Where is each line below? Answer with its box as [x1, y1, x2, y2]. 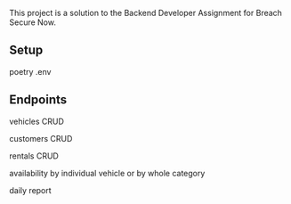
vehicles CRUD [9, 116, 65, 126]
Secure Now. [9, 17, 56, 28]
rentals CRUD [9, 151, 60, 161]
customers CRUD [9, 133, 73, 143]
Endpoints [9, 93, 68, 108]
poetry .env [9, 66, 52, 77]
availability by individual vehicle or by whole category [9, 167, 206, 178]
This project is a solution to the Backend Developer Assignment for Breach [9, 8, 283, 18]
